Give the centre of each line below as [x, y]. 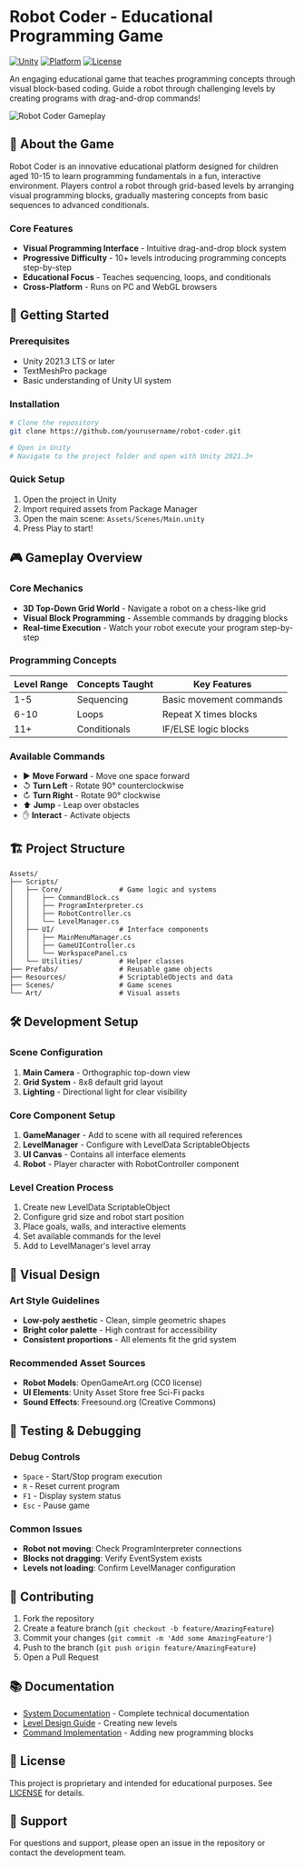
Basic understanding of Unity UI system [97, 380]
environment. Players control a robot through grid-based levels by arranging [152, 185]
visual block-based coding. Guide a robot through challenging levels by [142, 88]
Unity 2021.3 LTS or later [69, 361]
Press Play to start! [58, 528]
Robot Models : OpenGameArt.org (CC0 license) [112, 1383]
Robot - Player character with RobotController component [131, 1163]
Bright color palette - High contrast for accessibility [120, 1330]
